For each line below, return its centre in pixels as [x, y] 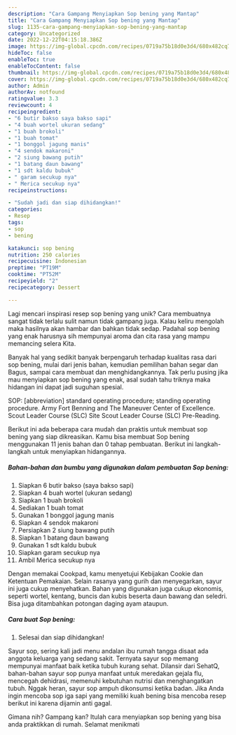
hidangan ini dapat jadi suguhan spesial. [66, 386]
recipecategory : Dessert [44, 287]
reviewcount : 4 [30, 105]
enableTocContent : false [44, 66]
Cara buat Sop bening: [42, 620]
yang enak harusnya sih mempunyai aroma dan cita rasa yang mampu [109, 336]
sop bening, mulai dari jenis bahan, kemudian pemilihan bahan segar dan [113, 364]
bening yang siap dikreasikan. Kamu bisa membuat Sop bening [99, 436]
